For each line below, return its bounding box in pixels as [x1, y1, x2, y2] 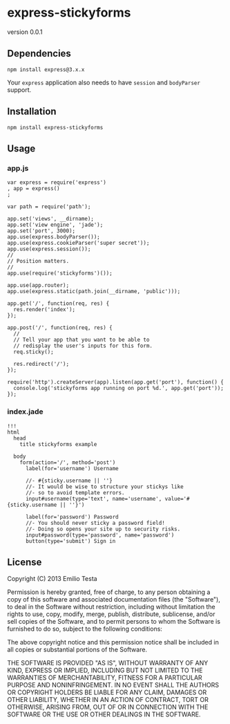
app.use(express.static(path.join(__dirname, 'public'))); [7, 288, 181, 295]
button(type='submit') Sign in [25, 537, 116, 544]
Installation [7, 106, 57, 118]
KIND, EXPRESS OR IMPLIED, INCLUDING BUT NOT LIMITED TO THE [7, 666, 203, 675]
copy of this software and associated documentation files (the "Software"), [7, 595, 221, 604]
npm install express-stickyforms [7, 124, 104, 131]
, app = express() [7, 185, 60, 192]
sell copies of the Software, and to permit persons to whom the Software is [7, 618, 221, 626]
